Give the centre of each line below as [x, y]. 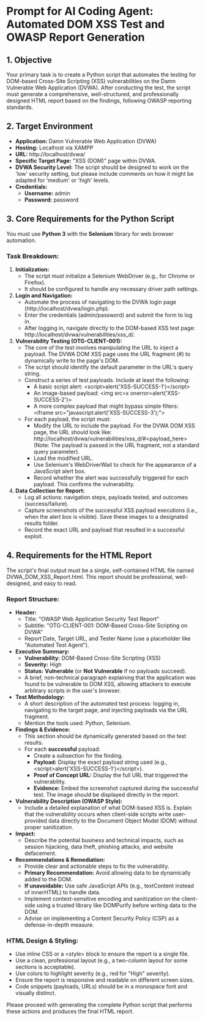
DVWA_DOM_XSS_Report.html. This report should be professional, [90, 576]
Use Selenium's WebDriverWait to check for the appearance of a [115, 464]
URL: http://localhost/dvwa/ [50, 154]
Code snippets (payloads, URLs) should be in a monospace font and [101, 987]
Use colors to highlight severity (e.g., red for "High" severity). [92, 974]
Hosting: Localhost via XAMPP [54, 148]
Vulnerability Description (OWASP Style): [69, 801]
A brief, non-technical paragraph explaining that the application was [110, 677]
